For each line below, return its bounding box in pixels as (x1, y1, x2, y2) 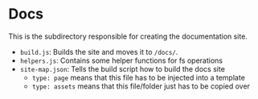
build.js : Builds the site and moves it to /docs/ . (19, 47, 178, 56)
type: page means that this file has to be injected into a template (31, 72, 245, 82)
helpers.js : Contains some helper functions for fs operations (19, 56, 223, 65)
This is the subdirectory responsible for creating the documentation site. (8, 31, 248, 41)
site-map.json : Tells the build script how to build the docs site (19, 64, 225, 73)
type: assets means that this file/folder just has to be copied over (31, 81, 251, 91)
